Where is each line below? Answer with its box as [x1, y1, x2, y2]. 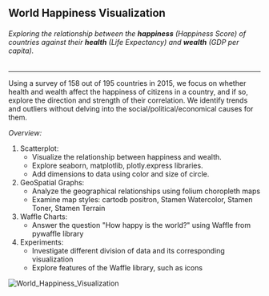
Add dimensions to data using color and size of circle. [31, 168, 210, 179]
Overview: [8, 128, 42, 137]
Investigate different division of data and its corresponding [31, 245, 226, 255]
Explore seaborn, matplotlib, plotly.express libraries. [31, 160, 203, 170]
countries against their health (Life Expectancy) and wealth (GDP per [8, 37, 239, 47]
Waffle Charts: [19, 212, 68, 221]
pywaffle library [31, 229, 84, 238]
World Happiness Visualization [8, 6, 166, 20]
